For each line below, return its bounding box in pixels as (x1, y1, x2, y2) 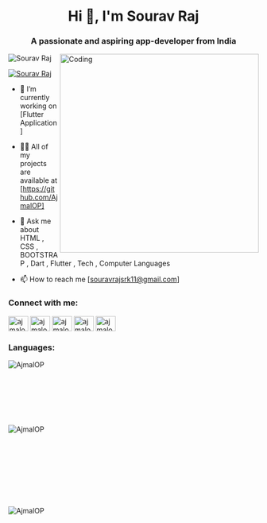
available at (19, 176, 58, 185)
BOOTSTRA (19, 250, 58, 260)
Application (19, 118, 58, 128)
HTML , (19, 234, 44, 243)
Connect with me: (8, 297, 79, 308)
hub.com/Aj (19, 192, 58, 202)
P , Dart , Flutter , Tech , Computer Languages (19, 258, 171, 269)
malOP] (19, 201, 45, 211)
